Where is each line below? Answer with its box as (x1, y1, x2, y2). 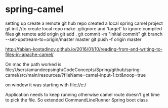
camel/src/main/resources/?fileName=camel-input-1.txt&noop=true (5, 72, 146, 78)
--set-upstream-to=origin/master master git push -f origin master (5, 36, 142, 42)
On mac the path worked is (5, 61, 62, 67)
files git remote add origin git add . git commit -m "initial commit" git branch (5, 31, 163, 37)
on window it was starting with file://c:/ (5, 82, 87, 88)
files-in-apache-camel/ (5, 51, 54, 58)
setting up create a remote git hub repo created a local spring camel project (5, 20, 163, 26)
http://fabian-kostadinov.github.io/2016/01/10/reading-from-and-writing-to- (5, 46, 163, 52)
